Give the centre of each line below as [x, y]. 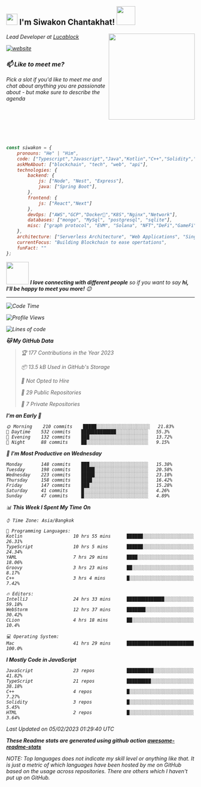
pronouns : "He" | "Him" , [48, 153]
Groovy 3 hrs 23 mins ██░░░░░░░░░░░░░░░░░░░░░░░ [100, 567]
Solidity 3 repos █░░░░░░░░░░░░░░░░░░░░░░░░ [100, 702]
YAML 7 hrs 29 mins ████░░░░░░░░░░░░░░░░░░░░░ [100, 557]
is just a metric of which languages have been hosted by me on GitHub [94, 765]
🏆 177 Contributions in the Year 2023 [67, 352]
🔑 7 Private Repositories [50, 404]
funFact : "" [32, 248]
